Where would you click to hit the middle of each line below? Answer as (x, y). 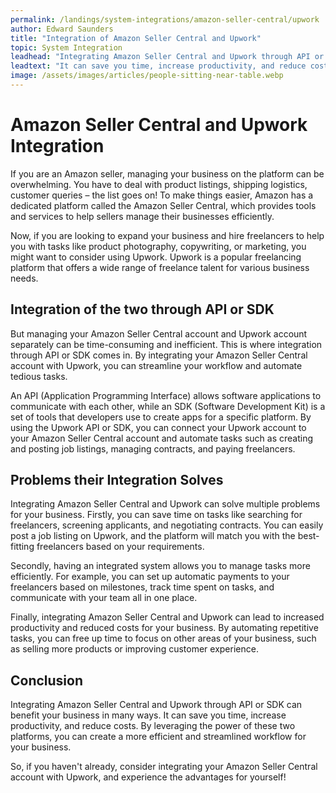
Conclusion (47, 680)
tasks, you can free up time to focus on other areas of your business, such (163, 638)
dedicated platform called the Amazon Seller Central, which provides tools (163, 205)
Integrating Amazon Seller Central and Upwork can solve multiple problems (165, 504)
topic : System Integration (66, 47)
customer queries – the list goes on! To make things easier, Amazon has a (162, 195)
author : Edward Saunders (62, 29)
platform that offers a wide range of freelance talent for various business (160, 267)
